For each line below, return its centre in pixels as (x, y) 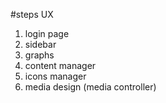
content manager (60, 65)
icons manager (55, 76)
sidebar (40, 44)
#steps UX (32, 14)
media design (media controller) (90, 87)
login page (47, 33)
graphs (39, 55)
